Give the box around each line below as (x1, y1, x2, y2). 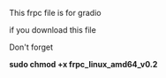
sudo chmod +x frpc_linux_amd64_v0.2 (9, 59, 158, 69)
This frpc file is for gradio (9, 8, 102, 18)
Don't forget (9, 42, 54, 52)
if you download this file (9, 25, 97, 35)
